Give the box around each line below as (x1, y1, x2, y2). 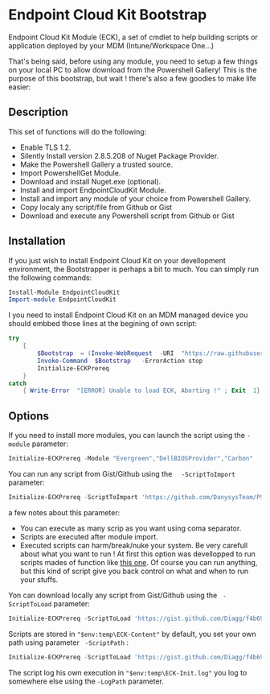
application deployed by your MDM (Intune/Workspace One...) (8, 40, 215, 50)
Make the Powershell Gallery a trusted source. (19, 159, 174, 169)
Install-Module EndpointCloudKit (8, 288, 121, 296)
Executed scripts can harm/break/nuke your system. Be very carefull (19, 540, 247, 550)
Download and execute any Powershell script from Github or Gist (19, 211, 235, 221)
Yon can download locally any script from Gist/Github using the (8, 590, 218, 600)
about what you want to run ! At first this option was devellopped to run (19, 549, 256, 559)
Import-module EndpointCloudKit (8, 295, 117, 304)
